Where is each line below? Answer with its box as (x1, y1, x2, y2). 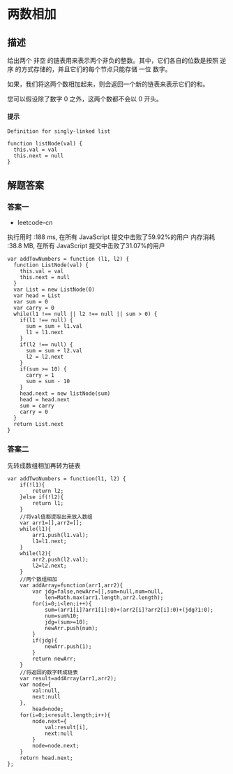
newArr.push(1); (44, 643, 92, 650)
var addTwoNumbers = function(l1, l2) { (7, 475, 127, 482)
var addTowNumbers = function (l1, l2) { (7, 255, 130, 262)
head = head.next (20, 396, 70, 403)
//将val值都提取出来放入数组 (20, 513, 93, 521)
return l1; (32, 500, 64, 507)
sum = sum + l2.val (25, 347, 82, 354)
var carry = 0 (13, 304, 54, 311)
